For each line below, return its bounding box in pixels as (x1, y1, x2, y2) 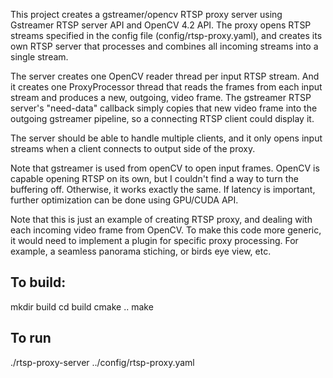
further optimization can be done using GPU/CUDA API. (10, 194, 239, 206)
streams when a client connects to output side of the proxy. (10, 143, 256, 154)
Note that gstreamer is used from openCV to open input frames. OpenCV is (10, 162, 320, 174)
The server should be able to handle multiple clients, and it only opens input (10, 132, 323, 144)
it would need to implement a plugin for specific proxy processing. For (10, 235, 299, 246)
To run (10, 330, 52, 347)
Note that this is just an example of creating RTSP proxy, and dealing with (10, 214, 313, 225)
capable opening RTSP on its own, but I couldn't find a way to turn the (10, 173, 299, 184)
